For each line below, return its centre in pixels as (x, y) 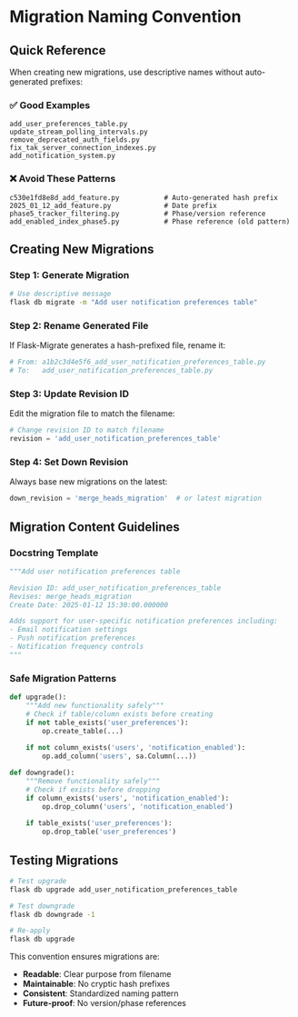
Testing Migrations (64, 860)
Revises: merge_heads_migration (70, 596)
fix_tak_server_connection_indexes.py (83, 148)
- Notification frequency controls (77, 647)
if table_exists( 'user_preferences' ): (99, 823)
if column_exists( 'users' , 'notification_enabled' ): (128, 798)
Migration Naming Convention (125, 17)
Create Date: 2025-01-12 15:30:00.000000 (89, 605)
